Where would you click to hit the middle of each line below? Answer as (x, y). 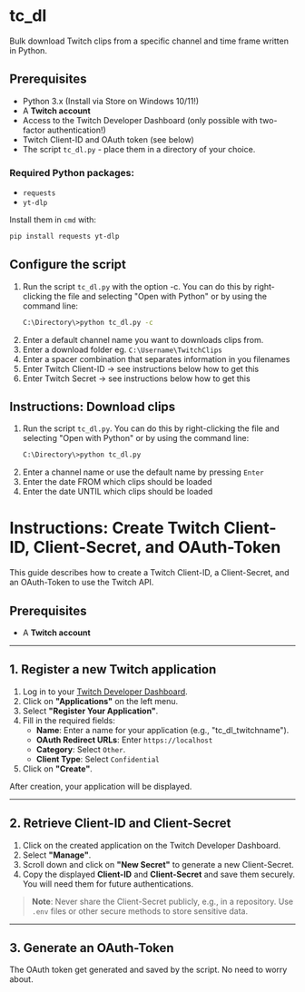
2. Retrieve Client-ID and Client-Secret (120, 824)
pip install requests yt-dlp (64, 237)
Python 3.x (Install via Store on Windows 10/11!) (111, 101)
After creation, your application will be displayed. (101, 786)
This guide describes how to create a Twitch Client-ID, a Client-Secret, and (149, 573)
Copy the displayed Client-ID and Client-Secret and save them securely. (159, 874)
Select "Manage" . (57, 855)
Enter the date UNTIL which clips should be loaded (118, 492)
